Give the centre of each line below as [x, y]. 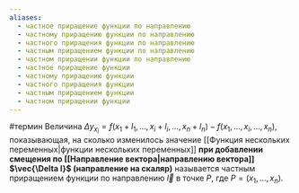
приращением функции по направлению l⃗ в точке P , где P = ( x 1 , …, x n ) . [146, 179]
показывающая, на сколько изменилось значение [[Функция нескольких [149, 139]
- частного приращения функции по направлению [106, 43]
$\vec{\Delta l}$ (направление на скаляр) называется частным [132, 168]
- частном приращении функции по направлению [104, 59]
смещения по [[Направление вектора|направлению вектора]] [132, 159]
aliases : [26, 18]
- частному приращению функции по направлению [106, 34]
